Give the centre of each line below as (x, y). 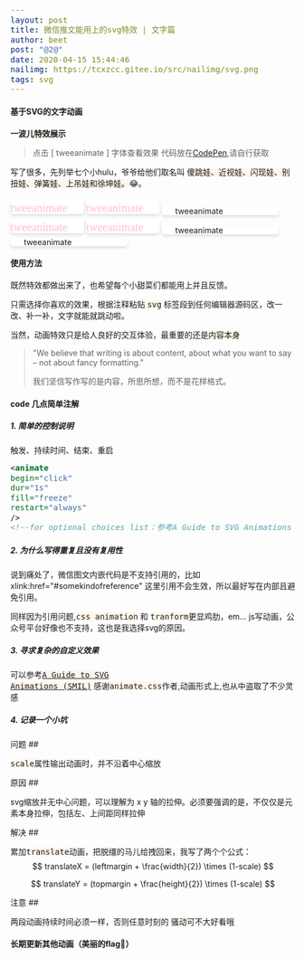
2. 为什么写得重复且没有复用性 (66, 550)
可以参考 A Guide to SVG (60, 674)
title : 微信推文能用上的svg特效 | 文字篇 (93, 29)
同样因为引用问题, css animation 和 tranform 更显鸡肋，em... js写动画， (149, 616)
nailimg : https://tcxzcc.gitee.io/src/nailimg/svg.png (134, 69)
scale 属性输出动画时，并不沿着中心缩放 (86, 763)
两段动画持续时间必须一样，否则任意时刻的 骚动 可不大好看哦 (122, 921)
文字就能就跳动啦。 (93, 315)
